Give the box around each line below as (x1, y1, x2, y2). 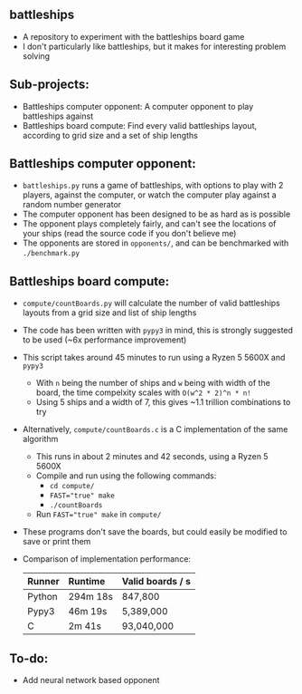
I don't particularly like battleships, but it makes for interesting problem (22, 41, 287, 52)
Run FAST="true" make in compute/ (35, 509, 162, 520)
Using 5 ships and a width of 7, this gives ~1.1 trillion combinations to (35, 397, 291, 408)
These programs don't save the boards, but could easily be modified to (22, 526, 288, 537)
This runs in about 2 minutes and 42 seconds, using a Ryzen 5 (35, 451, 269, 462)
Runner (26, 575, 61, 588)
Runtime (68, 575, 106, 588)
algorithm (22, 434, 59, 445)
